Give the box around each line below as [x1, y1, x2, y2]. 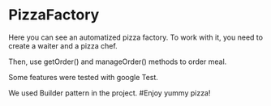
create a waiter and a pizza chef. [8, 40, 118, 50]
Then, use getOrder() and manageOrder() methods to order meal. [8, 57, 227, 66]
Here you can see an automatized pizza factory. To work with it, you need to [8, 32, 264, 42]
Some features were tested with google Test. [8, 72, 158, 82]
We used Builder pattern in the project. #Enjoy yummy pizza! [8, 87, 211, 98]
